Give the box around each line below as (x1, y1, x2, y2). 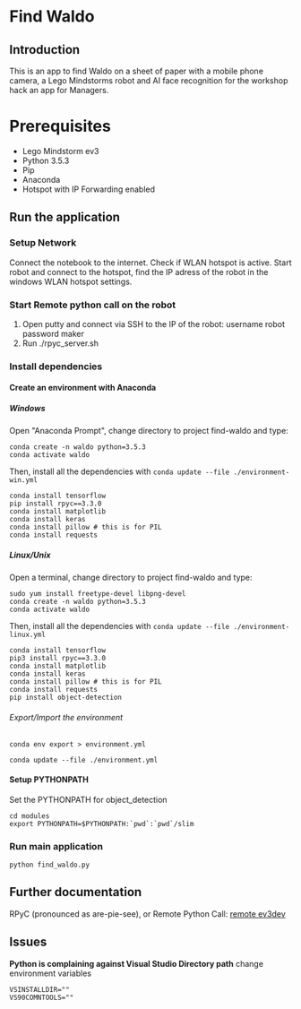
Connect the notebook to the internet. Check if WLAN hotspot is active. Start (9, 257, 293, 268)
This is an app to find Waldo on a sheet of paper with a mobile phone (9, 65, 264, 76)
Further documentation (9, 884, 142, 900)
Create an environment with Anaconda (9, 383, 157, 393)
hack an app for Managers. (9, 85, 109, 95)
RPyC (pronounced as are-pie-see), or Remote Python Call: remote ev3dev (9, 908, 287, 919)
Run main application (9, 840, 103, 852)
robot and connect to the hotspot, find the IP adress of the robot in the (9, 266, 269, 277)
